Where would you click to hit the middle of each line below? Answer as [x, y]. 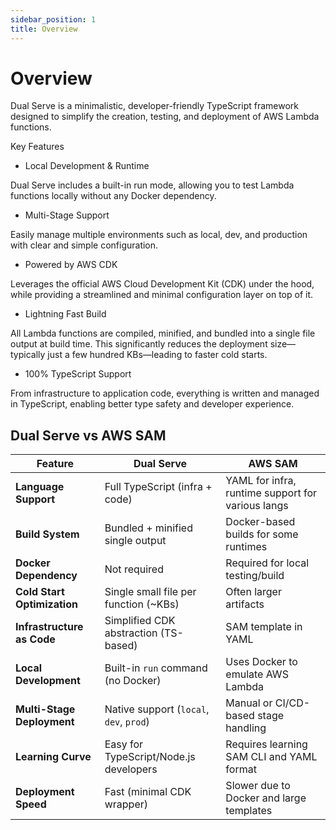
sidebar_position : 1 [53, 19]
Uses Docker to [261, 662]
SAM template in [264, 627]
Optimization [46, 604]
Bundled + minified [148, 528]
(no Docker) [133, 681]
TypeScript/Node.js [150, 757]
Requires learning [266, 744]
